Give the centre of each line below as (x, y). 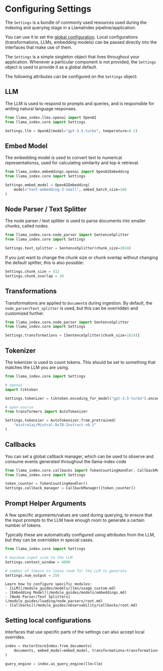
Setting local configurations (48, 620)
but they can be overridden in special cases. (49, 540)
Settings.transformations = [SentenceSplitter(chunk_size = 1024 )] (72, 335)
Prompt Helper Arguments (46, 503)
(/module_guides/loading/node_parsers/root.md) (54, 601)
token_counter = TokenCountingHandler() (47, 484)
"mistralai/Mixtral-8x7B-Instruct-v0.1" (55, 425)
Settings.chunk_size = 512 (32, 272)
